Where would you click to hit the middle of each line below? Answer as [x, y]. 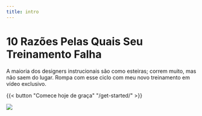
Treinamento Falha [54, 54]
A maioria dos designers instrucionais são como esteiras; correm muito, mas [101, 71]
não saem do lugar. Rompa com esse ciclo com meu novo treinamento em [98, 77]
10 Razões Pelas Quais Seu [75, 41]
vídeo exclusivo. [26, 84]
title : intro [23, 12]
